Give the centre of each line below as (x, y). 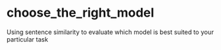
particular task (27, 39)
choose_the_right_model (81, 13)
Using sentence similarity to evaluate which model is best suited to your (110, 32)
